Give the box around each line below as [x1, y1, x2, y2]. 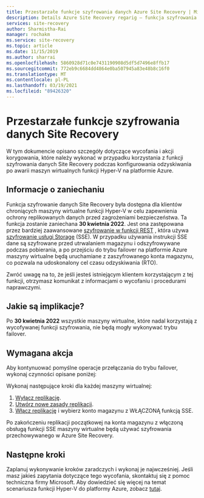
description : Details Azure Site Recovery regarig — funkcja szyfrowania [6, 15, 197, 21]
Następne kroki [6, 449, 66, 460]
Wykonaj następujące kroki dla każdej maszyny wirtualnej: [6, 382, 152, 390]
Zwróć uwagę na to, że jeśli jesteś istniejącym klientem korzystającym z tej [6, 270, 194, 278]
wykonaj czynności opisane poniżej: [6, 371, 97, 378]
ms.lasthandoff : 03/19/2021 [6, 83, 78, 89]
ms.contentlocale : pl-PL [6, 77, 69, 83]
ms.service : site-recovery [6, 37, 75, 43]
